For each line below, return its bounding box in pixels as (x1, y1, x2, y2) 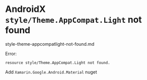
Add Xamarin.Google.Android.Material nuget (5, 69, 97, 75)
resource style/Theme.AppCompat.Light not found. (5, 60, 111, 65)
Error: (5, 51, 17, 57)
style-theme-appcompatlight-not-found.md (5, 41, 95, 47)
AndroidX (5, 3, 46, 15)
